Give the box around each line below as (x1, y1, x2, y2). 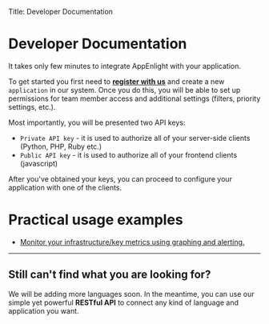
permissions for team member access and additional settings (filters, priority (8, 94, 261, 103)
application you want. (8, 306, 79, 315)
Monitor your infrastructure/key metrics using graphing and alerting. (19, 237, 245, 246)
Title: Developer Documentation (8, 7, 114, 16)
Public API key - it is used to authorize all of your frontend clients (19, 150, 238, 159)
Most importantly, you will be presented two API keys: (8, 118, 186, 127)
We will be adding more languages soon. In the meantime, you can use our (8, 289, 255, 298)
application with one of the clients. (8, 182, 122, 192)
